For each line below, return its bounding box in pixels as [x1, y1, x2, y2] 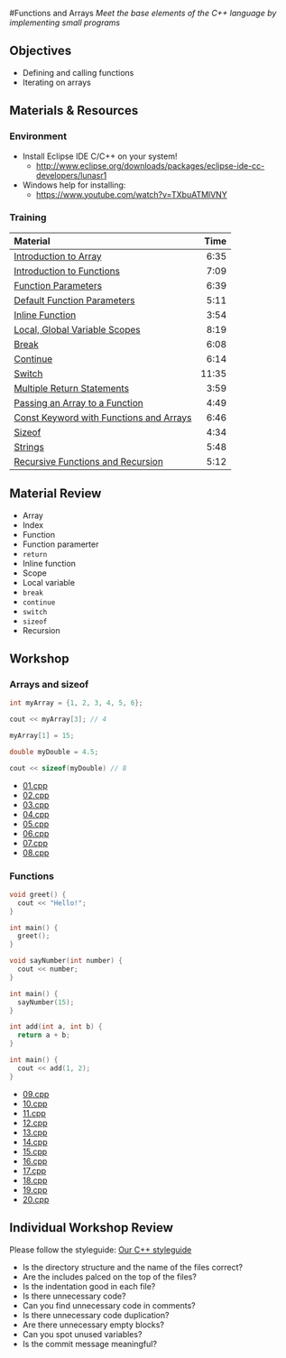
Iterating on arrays [22, 77, 92, 88]
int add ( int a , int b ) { [9, 1022, 103, 1031]
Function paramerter [22, 539, 99, 550]
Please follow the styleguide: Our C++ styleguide [9, 1244, 192, 1255]
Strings [14, 440, 45, 453]
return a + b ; [17, 1030, 70, 1040]
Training [9, 211, 47, 224]
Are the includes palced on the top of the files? [22, 1271, 197, 1282]
